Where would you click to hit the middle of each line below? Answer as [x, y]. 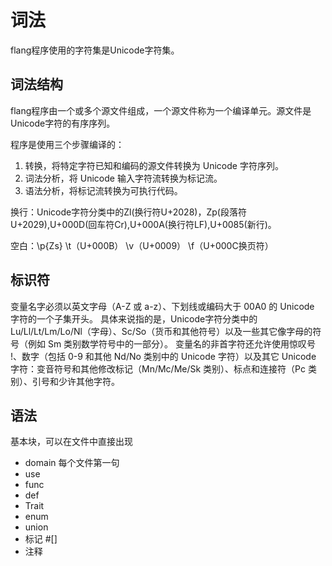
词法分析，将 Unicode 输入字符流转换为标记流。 [123, 178]
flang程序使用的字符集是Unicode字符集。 [95, 50]
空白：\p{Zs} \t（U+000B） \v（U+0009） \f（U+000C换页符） [142, 245]
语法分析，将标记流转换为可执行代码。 [103, 190]
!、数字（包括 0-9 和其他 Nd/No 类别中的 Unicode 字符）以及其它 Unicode [163, 356]
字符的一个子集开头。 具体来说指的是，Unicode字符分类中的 [134, 318]
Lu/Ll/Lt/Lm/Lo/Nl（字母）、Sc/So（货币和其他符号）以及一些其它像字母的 [161, 331]
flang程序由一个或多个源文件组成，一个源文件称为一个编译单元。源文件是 [161, 110]
